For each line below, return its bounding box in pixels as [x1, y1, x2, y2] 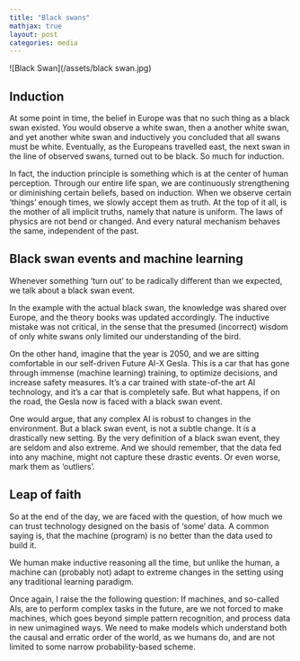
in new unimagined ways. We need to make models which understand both [9, 621, 287, 633]
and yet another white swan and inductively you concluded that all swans [9, 132, 281, 143]
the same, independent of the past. [9, 225, 139, 236]
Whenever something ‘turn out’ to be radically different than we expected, [9, 275, 283, 286]
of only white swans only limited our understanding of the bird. [9, 330, 242, 341]
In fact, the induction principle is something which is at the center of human [9, 168, 289, 180]
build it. [9, 540, 38, 551]
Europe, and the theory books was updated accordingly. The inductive [9, 312, 270, 322]
